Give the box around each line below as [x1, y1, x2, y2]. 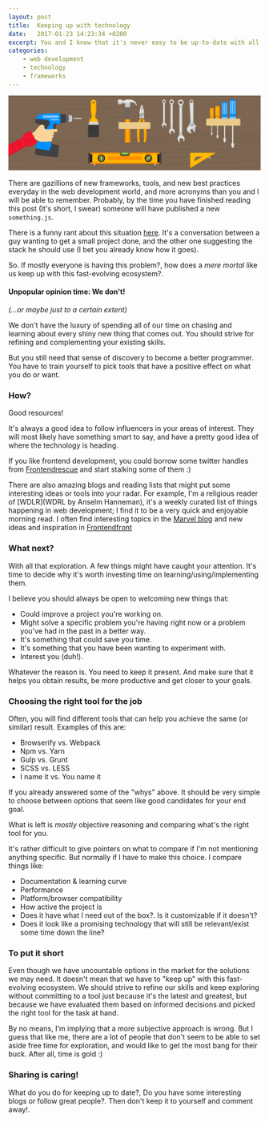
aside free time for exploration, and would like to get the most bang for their [8, 1041, 258, 1051]
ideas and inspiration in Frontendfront [8, 523, 132, 533]
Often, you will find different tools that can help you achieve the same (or [8, 714, 249, 723]
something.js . [8, 212, 54, 222]
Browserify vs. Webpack [19, 738, 102, 747]
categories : [8, 46, 48, 55]
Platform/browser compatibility [19, 893, 122, 903]
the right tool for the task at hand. [8, 1008, 118, 1018]
